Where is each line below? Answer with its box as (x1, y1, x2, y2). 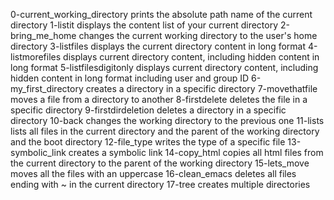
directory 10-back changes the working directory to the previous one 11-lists (10, 115, 325, 126)
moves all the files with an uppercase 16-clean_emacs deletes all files (10, 168, 297, 179)
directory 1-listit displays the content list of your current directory (10, 19, 279, 31)
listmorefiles (10, 51, 62, 63)
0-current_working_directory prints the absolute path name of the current (10, 9, 313, 20)
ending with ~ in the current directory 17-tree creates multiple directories (10, 179, 311, 190)
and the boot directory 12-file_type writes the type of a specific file (10, 136, 286, 148)
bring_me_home (10, 30, 77, 41)
